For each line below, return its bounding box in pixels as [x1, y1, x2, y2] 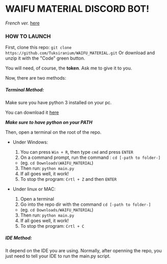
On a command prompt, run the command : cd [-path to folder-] [20, 154, 161, 161]
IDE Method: [5, 234, 32, 241]
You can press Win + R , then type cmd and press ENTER [20, 149, 134, 155]
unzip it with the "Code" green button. [5, 55, 85, 61]
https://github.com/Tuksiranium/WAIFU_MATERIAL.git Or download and [5, 50, 155, 56]
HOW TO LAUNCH [5, 33, 51, 40]
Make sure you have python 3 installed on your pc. [5, 100, 112, 106]
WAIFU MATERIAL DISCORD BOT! [5, 3, 150, 15]
